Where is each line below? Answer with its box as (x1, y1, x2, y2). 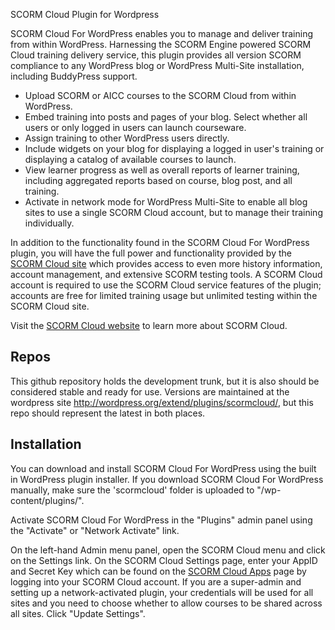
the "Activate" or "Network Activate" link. (10, 524, 180, 536)
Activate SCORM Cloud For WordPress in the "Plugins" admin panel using (10, 514, 313, 526)
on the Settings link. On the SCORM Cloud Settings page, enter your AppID (10, 554, 318, 566)
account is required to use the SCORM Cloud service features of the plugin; (10, 279, 322, 291)
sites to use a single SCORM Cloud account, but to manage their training (24, 207, 323, 218)
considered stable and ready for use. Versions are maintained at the (10, 385, 290, 398)
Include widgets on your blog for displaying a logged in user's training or (24, 143, 325, 154)
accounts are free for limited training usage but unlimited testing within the (10, 290, 318, 301)
